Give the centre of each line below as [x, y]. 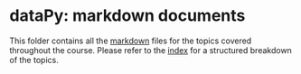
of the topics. [34, 60]
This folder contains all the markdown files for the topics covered [131, 41]
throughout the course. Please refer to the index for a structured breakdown [150, 50]
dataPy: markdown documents [127, 16]
